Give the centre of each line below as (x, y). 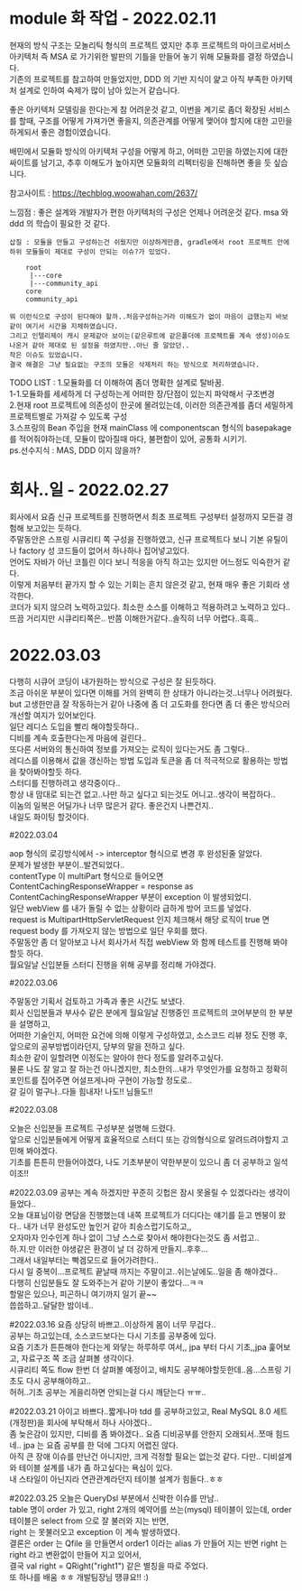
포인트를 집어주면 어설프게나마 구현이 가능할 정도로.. (101, 1080)
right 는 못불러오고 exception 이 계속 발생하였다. (95, 1531)
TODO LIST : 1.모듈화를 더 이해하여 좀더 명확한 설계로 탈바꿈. (117, 382)
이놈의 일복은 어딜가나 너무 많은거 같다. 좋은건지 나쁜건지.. (111, 805)
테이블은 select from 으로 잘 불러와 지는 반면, (89, 1521)
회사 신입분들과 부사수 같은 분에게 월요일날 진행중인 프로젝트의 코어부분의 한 (143, 1013)
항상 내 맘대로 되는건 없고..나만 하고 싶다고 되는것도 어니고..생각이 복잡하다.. (142, 794)
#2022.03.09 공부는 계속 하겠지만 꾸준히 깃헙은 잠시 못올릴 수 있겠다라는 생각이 (150, 1192)
